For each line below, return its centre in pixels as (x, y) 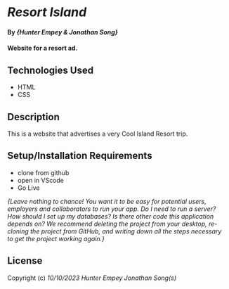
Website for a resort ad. (42, 48)
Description (33, 117)
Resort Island (47, 12)
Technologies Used (50, 70)
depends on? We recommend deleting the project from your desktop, (107, 224)
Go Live (28, 188)
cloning (18, 231)
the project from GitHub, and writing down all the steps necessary (126, 231)
